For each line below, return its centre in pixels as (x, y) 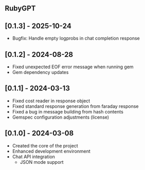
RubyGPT (20, 8)
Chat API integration (33, 157)
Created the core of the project (45, 145)
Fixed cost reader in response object (51, 101)
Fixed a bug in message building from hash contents (68, 111)
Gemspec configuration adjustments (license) (60, 117)
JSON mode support (42, 162)
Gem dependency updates (40, 72)
